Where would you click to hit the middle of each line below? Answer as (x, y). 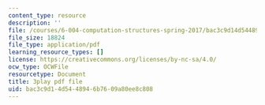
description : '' (35, 23)
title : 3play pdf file (45, 81)
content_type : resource (47, 15)
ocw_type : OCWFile (38, 67)
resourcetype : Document (47, 74)
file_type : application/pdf (54, 45)
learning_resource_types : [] (56, 52)
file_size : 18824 (37, 37)
